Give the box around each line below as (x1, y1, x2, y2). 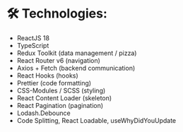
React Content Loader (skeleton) (16, 93, 112, 102)
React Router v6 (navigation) (16, 56, 100, 64)
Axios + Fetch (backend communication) (16, 64, 136, 72)
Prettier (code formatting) (16, 78, 92, 87)
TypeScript (16, 41, 49, 49)
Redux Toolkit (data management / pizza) (16, 49, 137, 57)
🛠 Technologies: (6, 6, 107, 22)
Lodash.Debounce (16, 109, 71, 117)
